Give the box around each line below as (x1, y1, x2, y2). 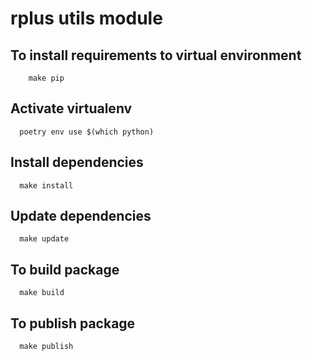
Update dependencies (10, 208, 152, 225)
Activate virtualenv (10, 100, 133, 117)
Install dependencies (10, 154, 144, 171)
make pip (28, 73, 65, 83)
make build (19, 288, 65, 298)
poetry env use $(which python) (19, 127, 155, 137)
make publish (19, 342, 74, 352)
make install (19, 180, 74, 191)
